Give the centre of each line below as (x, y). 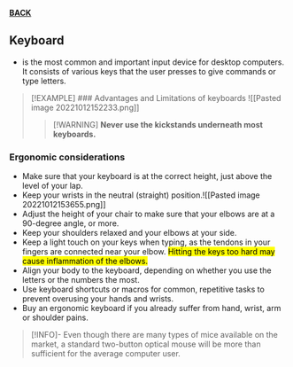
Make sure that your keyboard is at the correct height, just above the (147, 176)
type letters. (44, 81)
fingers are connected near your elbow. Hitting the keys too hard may (149, 252)
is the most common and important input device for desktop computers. (153, 62)
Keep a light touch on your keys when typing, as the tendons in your (146, 242)
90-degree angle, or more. (70, 223)
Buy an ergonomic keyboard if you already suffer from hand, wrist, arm (151, 308)
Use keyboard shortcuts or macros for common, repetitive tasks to (143, 289)
